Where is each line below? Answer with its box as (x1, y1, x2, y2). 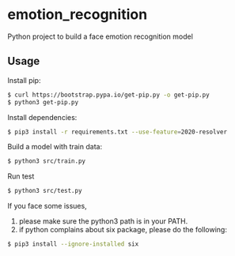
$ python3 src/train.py (7, 157, 86, 165)
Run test (7, 171, 35, 181)
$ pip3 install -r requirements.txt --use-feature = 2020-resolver (7, 128, 227, 136)
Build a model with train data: (7, 142, 103, 152)
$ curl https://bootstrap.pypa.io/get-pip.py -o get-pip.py (7, 91, 210, 99)
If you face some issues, (7, 201, 88, 211)
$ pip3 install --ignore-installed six (7, 240, 139, 248)
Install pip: (7, 75, 41, 85)
